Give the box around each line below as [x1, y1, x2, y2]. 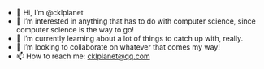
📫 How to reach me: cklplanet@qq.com [15, 51, 150, 61]
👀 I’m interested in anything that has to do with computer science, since [15, 16, 256, 26]
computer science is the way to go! [15, 25, 134, 34]
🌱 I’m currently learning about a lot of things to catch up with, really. [15, 33, 244, 43]
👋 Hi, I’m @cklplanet [15, 8, 84, 17]
